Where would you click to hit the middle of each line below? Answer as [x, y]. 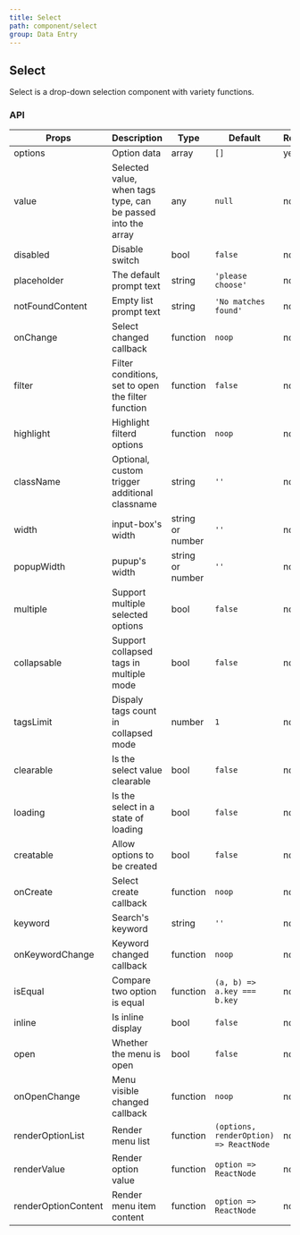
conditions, [135, 375]
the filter [129, 397]
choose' [231, 285]
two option [134, 992]
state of [128, 818]
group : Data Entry [43, 34]
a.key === [235, 992]
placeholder [39, 281]
